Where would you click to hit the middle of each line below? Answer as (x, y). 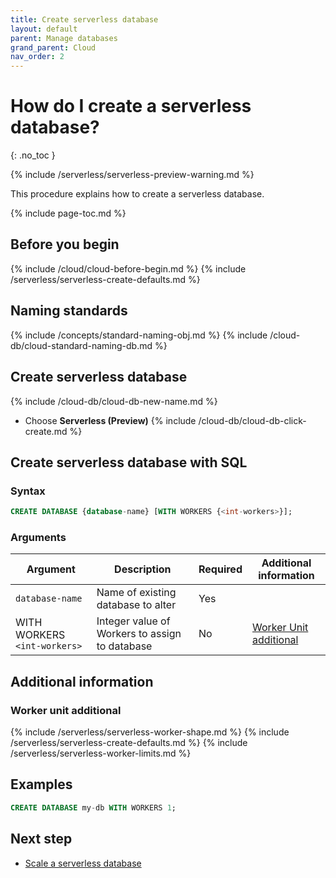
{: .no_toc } (33, 155)
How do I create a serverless (131, 106)
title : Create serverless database (84, 19)
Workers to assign (139, 634)
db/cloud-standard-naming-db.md (81, 345)
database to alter (136, 605)
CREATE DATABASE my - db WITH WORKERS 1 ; (93, 807)
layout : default (44, 29)
